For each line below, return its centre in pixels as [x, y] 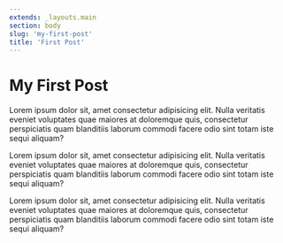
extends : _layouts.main [53, 17]
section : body [35, 26]
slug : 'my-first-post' [51, 34]
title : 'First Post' [47, 42]
